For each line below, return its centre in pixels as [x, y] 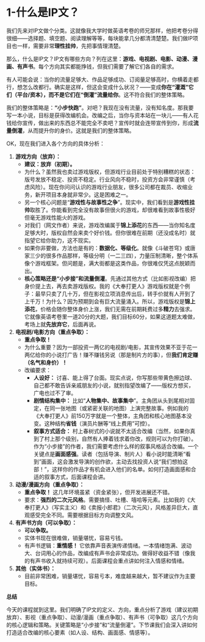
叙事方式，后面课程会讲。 [76, 477]
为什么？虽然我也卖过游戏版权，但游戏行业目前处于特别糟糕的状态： [110, 171]
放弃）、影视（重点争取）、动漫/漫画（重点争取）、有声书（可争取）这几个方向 [102, 617]
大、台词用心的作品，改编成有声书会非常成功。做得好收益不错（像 [107, 553]
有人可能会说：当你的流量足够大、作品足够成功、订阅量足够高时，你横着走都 [103, 79]
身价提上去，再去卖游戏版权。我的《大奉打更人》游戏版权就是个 [104, 286]
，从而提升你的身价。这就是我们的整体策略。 [78, 130]
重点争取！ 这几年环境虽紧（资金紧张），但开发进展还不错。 [99, 492]
